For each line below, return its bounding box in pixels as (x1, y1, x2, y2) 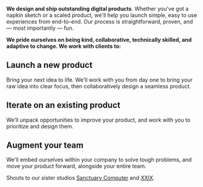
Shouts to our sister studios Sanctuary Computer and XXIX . (6, 174, 155, 182)
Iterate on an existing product (6, 100, 120, 111)
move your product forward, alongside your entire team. (6, 163, 147, 170)
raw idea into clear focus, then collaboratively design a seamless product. (6, 82, 191, 90)
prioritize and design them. (6, 122, 74, 130)
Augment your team (6, 140, 84, 151)
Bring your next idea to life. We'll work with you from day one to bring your (6, 76, 193, 84)
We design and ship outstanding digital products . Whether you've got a (6, 5, 189, 12)
